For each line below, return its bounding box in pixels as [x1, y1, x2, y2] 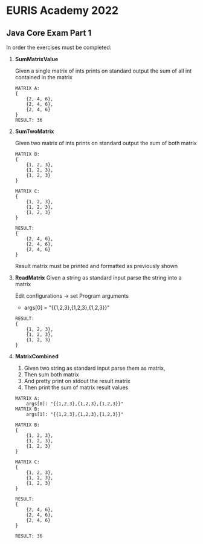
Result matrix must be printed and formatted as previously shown [14, 263, 178, 269]
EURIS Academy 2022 [6, 4, 119, 18]
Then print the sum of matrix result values [24, 384, 129, 391]
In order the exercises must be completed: [6, 44, 112, 51]
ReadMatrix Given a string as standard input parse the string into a [14, 274, 182, 281]
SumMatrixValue [14, 56, 59, 62]
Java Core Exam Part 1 [6, 28, 92, 38]
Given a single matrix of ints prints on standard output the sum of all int [14, 67, 192, 74]
